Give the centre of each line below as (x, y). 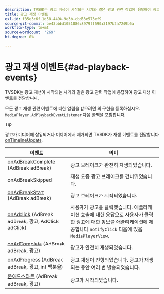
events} (21, 78)
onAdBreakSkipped (30, 180)
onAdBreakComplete (31, 161)
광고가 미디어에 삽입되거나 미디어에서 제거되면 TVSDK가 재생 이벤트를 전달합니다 (82, 134)
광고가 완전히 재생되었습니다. (102, 247)
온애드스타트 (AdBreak (32, 276)
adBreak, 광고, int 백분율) (35, 267)
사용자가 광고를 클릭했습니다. (102, 207)
